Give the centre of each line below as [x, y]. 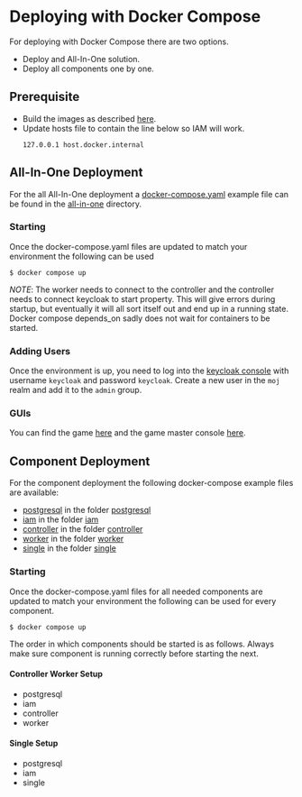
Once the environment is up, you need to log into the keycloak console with [149, 371]
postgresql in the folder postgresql [87, 510]
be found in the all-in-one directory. [76, 204]
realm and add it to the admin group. [76, 390]
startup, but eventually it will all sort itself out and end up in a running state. [149, 308]
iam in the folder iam [60, 519]
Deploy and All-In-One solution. [81, 59]
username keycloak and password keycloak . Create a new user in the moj [145, 380]
